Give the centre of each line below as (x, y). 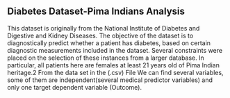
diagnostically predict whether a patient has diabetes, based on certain (109, 43)
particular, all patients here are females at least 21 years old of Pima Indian (114, 65)
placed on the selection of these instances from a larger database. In (106, 58)
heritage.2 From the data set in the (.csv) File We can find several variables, (115, 72)
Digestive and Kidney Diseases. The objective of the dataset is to (100, 35)
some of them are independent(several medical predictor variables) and (110, 80)
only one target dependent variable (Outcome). (75, 87)
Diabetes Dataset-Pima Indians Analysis (96, 11)
